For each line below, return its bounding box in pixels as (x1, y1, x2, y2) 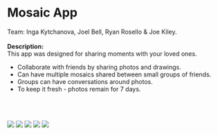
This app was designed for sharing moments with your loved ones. (7, 50, 197, 58)
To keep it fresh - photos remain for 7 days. (17, 85, 141, 93)
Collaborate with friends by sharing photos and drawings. (17, 63, 181, 71)
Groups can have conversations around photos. (17, 77, 154, 85)
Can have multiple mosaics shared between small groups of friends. (17, 70, 212, 79)
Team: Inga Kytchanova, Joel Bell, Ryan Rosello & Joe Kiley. (7, 28, 177, 36)
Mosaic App (7, 5, 78, 21)
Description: (7, 42, 44, 50)
